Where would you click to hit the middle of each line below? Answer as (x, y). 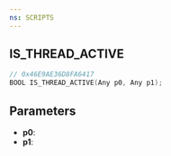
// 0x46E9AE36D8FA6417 (52, 74)
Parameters (43, 111)
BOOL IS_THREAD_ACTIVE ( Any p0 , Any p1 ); (86, 83)
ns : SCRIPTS (31, 17)
